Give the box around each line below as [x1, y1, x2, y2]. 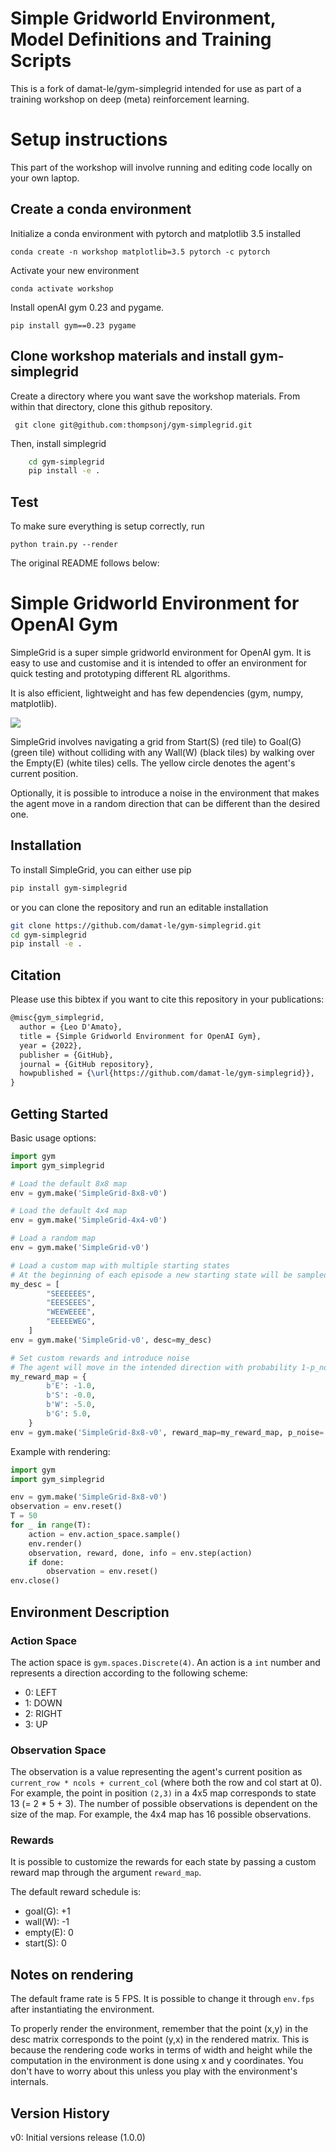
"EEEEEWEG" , [46, 1317, 97, 1327]
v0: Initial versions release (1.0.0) [10, 2132, 146, 2144]
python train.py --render [10, 540, 118, 550]
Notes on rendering [10, 1966, 134, 1983]
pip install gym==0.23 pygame [10, 320, 137, 331]
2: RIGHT [24, 1707, 63, 1719]
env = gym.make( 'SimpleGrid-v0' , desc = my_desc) [10, 1335, 213, 1345]
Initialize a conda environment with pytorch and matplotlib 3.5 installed [10, 227, 302, 239]
